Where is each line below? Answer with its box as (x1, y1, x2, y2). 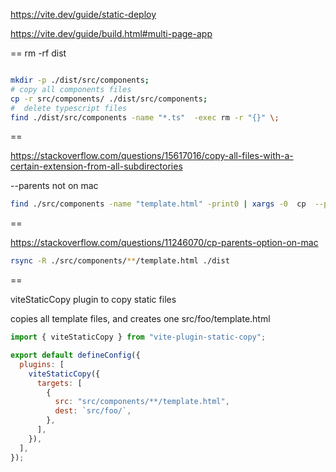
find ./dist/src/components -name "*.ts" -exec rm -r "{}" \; (10, 112, 280, 123)
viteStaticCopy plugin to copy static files (10, 294, 177, 306)
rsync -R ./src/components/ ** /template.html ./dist (10, 256, 230, 266)
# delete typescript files (10, 103, 128, 113)
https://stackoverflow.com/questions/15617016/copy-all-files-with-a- (10, 150, 294, 162)
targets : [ (36, 378, 83, 388)
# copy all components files (10, 84, 132, 94)
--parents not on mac (10, 180, 99, 192)
